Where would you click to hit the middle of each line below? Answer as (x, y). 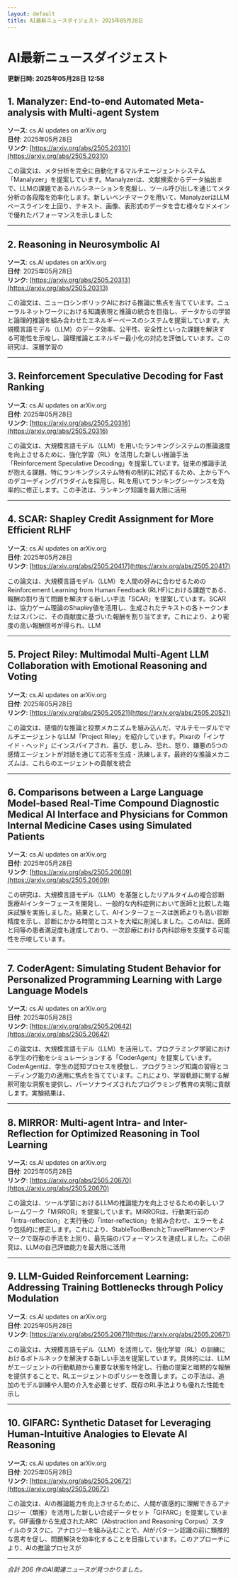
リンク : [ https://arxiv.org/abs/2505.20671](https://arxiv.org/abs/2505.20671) (119, 1334)
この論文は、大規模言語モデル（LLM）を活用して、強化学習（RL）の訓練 (113, 1349)
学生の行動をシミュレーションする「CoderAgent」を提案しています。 (114, 1058)
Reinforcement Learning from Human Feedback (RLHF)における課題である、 (119, 589)
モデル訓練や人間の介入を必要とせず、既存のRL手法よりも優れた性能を (122, 1384)
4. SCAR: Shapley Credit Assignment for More (111, 519)
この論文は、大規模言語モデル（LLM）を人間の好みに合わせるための (107, 581)
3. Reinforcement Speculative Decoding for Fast (115, 376)
